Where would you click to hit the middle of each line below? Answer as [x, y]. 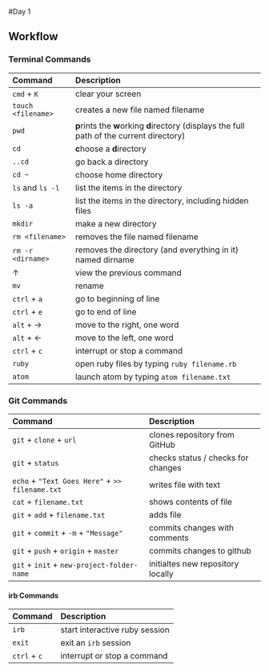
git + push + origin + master [66, 550]
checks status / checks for [199, 458]
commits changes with [192, 527]
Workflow [33, 36]
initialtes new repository [194, 563]
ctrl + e [27, 311]
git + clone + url [44, 439]
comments [169, 538]
